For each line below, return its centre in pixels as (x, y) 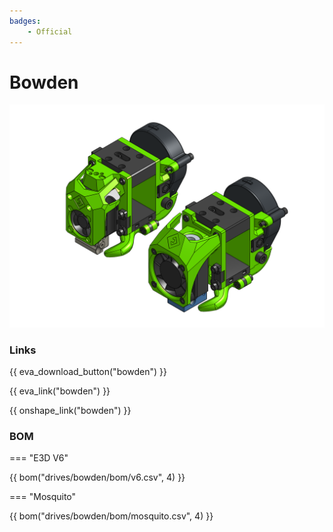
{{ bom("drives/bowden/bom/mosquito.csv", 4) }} (111, 516)
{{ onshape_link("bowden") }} (70, 411)
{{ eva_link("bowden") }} (60, 391)
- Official (50, 31)
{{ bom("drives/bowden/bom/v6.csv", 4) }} (97, 477)
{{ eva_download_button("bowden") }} (88, 372)
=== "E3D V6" (39, 458)
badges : (25, 21)
